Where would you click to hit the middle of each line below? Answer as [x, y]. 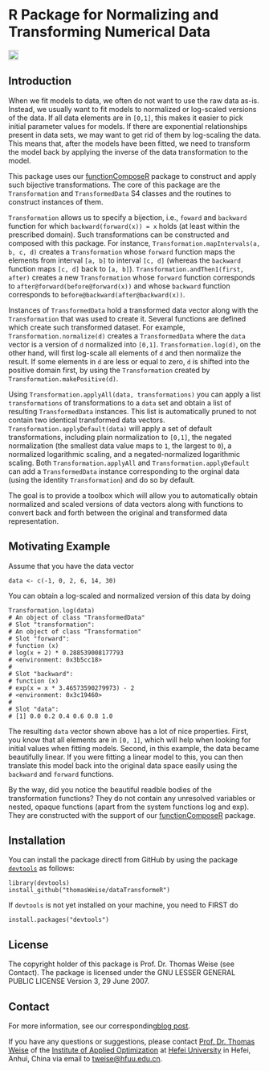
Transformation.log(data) [51, 610]
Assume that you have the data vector [71, 566]
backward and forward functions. [61, 774]
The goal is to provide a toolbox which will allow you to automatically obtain [133, 495]
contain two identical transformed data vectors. [87, 420]
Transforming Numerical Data [110, 32]
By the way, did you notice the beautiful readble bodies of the [110, 789]
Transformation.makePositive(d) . [63, 378]
